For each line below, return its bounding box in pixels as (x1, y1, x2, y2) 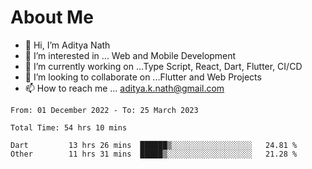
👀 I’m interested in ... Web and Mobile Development (24, 49, 237, 61)
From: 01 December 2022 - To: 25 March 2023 (10, 105, 199, 115)
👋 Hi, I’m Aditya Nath (24, 39, 111, 51)
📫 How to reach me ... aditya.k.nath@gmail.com (24, 82, 225, 94)
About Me (10, 6, 94, 29)
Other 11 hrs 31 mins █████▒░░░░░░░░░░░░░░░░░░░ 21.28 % (10, 149, 298, 159)
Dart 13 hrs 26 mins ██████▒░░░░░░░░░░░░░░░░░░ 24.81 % (10, 140, 298, 150)
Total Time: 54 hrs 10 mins (10, 122, 128, 133)
